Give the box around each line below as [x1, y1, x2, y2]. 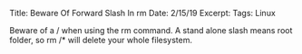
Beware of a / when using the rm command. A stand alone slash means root [9, 25, 293, 35]
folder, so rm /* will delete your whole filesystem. [9, 35, 193, 45]
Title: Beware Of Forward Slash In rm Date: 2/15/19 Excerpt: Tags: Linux [9, 8, 277, 18]
